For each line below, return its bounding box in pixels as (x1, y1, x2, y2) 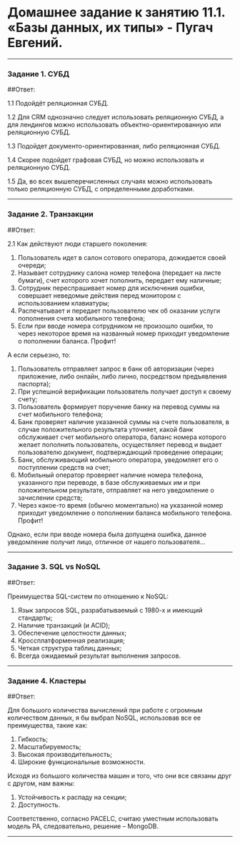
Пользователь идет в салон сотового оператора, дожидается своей (17, 253, 226, 261)
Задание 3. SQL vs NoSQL (7, 562, 101, 572)
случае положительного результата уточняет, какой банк (17, 425, 194, 433)
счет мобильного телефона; (17, 410, 104, 418)
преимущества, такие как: (7, 721, 88, 730)
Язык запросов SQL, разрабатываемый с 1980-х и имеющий (17, 606, 203, 614)
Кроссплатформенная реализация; (17, 636, 125, 645)
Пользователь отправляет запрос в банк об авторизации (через (17, 364, 214, 373)
